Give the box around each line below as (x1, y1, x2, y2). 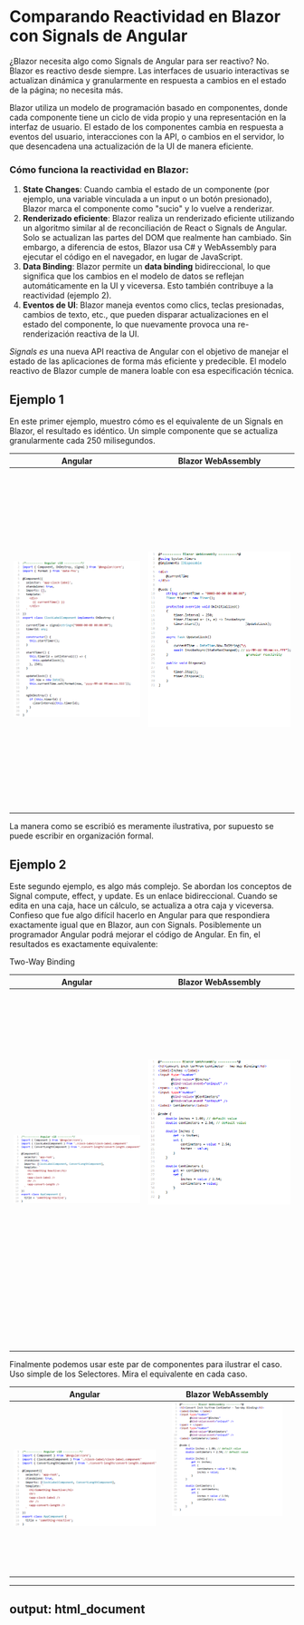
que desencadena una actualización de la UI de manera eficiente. (9, 141, 254, 152)
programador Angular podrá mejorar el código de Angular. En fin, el (9, 929, 261, 940)
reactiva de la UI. (76, 328, 140, 339)
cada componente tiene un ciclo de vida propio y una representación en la (9, 112, 287, 122)
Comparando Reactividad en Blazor (9, 6, 281, 27)
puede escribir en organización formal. (9, 830, 154, 841)
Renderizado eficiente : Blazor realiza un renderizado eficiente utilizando (22, 213, 295, 224)
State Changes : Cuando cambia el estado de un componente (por (22, 184, 270, 195)
